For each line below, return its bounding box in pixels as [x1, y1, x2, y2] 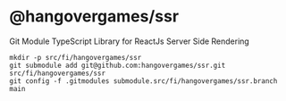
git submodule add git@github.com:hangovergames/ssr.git [9, 61, 226, 70]
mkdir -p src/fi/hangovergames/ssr [9, 53, 142, 62]
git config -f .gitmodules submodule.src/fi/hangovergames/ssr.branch [9, 76, 278, 86]
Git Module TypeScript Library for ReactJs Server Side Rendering [9, 36, 250, 46]
